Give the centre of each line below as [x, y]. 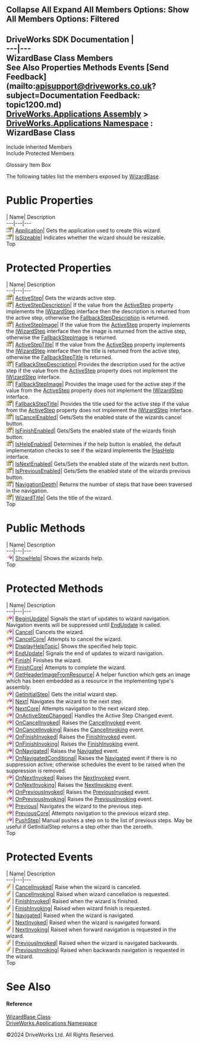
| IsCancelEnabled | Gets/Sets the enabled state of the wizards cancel [97, 418]
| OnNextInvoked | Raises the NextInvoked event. [71, 777]
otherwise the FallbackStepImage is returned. [62, 338]
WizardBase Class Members [60, 58]
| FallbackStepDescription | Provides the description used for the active [99, 365]
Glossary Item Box [29, 165]
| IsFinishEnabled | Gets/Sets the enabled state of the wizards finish [94, 431]
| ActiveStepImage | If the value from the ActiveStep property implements [101, 325]
